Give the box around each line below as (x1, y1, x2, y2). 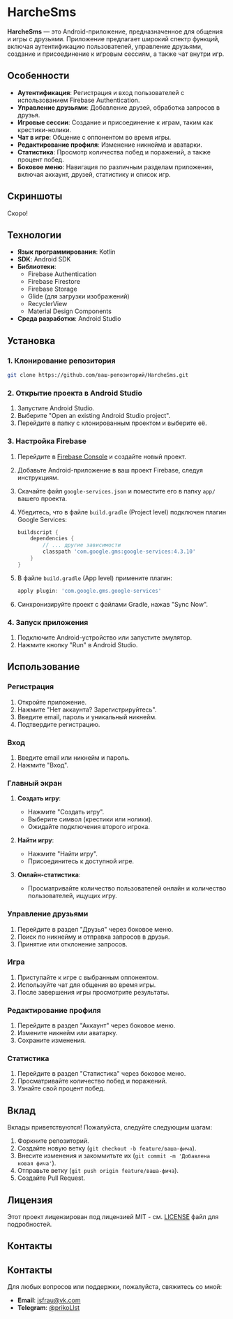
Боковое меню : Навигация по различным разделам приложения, (17, 162, 214, 171)
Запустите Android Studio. (17, 404, 95, 412)
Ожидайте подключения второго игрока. (27, 823, 150, 831)
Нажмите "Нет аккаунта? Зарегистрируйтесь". (17, 705, 157, 714)
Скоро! (7, 209, 28, 217)
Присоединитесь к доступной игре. (27, 857, 135, 865)
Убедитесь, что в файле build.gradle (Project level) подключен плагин (17, 507, 227, 516)
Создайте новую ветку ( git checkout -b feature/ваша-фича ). (17, 1144, 197, 1153)
